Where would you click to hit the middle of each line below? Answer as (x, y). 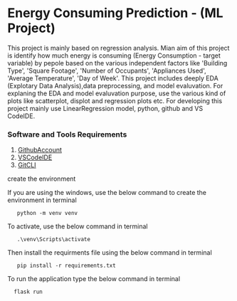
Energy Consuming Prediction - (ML (115, 13)
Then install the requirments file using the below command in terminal (110, 253)
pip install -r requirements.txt (66, 266)
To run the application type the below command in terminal (94, 279)
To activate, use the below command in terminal (78, 226)
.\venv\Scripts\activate (54, 240)
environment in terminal (42, 200)
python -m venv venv (47, 213)
